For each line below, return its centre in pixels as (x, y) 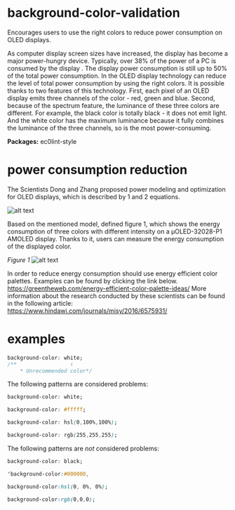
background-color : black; (45, 461)
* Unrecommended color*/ (56, 371)
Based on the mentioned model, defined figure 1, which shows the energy (114, 224)
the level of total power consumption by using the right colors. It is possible (116, 83)
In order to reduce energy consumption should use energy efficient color (113, 273)
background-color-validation (94, 13)
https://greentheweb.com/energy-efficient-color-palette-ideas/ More (107, 288)
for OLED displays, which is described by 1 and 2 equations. (94, 196)
